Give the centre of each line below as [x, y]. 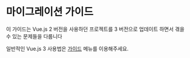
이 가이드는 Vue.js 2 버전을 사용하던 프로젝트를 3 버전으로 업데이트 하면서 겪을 [95, 29]
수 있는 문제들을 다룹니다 [34, 36]
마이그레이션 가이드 [50, 12]
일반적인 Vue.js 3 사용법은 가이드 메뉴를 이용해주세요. [67, 48]
